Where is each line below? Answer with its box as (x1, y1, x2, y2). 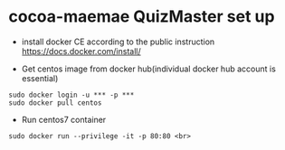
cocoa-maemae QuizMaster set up (8, 6, 275, 27)
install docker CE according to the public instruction (21, 36, 215, 47)
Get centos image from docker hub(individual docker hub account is (21, 63, 277, 74)
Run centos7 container (21, 114, 107, 125)
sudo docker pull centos (8, 98, 102, 108)
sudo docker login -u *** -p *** (8, 90, 135, 99)
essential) (21, 72, 59, 83)
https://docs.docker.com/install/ (21, 45, 141, 56)
